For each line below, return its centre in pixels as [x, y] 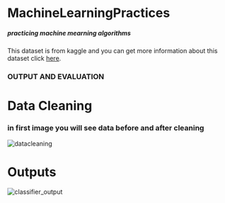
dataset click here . [34, 59]
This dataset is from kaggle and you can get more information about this [112, 51]
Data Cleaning [50, 106]
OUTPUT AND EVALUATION [56, 77]
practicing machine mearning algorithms [69, 33]
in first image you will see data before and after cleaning [106, 128]
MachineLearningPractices [89, 13]
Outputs [32, 172]
